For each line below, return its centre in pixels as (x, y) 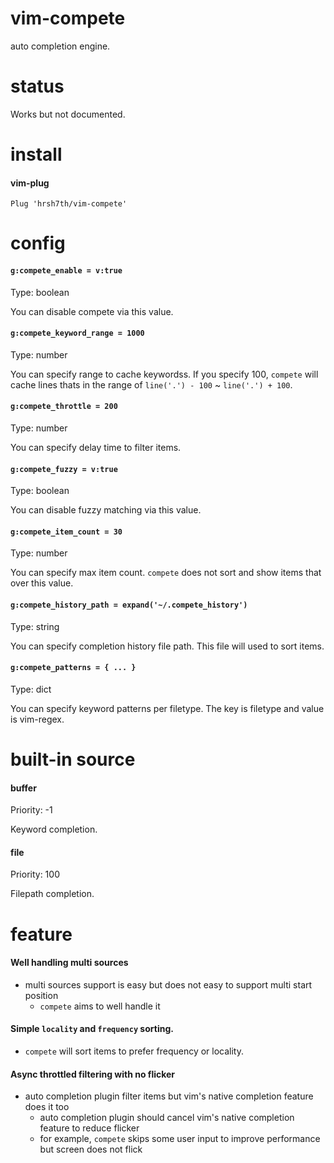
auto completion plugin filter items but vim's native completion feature (169, 1096)
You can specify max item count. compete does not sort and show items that (166, 573)
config (38, 243)
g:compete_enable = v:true (66, 271)
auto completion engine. (60, 46)
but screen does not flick (91, 1149)
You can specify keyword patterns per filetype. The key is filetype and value (167, 708)
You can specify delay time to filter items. (96, 448)
